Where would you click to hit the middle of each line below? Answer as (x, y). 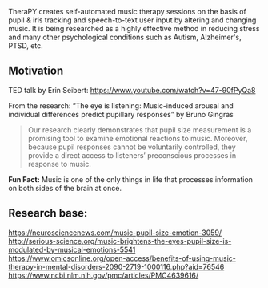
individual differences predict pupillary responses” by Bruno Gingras (121, 114)
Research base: (48, 213)
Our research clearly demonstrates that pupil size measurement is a (140, 130)
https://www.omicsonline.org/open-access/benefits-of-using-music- (122, 258)
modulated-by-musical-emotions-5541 (72, 249)
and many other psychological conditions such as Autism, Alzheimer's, (125, 37)
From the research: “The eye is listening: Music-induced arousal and (121, 105)
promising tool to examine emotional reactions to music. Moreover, (138, 138)
